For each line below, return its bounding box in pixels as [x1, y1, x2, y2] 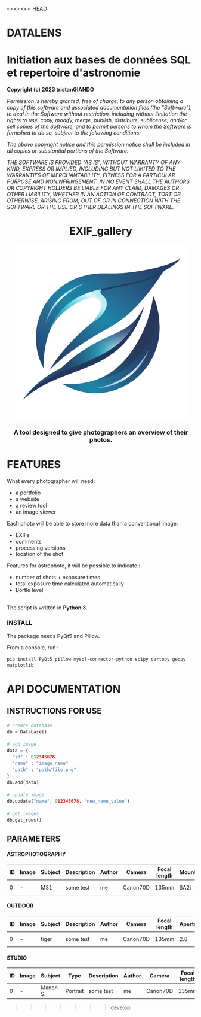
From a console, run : [7, 643, 59, 651]
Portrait [65, 987, 84, 994]
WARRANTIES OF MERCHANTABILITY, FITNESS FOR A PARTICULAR [7, 172, 175, 179]
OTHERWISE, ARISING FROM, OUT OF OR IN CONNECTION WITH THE [7, 197, 181, 204]
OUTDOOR [7, 902, 34, 909]
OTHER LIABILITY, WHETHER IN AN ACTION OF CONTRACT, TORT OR [7, 191, 181, 198]
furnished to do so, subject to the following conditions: [7, 129, 141, 136]
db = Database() [7, 728, 47, 735]
